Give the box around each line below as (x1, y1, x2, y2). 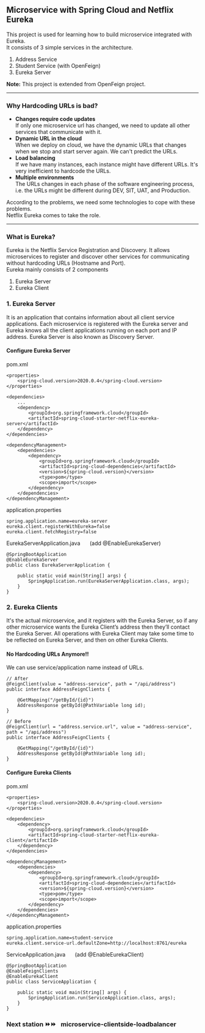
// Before (6, 719, 32, 725)
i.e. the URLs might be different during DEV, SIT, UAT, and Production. (15, 187, 191, 194)
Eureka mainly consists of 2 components (6, 266, 109, 273)
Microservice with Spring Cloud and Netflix (6, 5, 174, 15)
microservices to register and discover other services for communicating (6, 253, 190, 261)
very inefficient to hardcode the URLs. (15, 168, 111, 175)
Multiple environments (15, 174, 74, 181)
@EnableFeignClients (6, 968, 59, 974)
